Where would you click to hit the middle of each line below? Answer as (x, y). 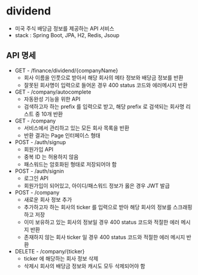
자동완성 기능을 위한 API (52, 99)
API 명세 (21, 56)
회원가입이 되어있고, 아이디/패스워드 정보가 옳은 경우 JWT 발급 (97, 186)
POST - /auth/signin (39, 171)
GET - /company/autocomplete (53, 92)
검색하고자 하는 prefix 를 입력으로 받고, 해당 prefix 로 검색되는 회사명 (104, 106)
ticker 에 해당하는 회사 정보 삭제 (61, 258)
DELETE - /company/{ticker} (50, 251)
